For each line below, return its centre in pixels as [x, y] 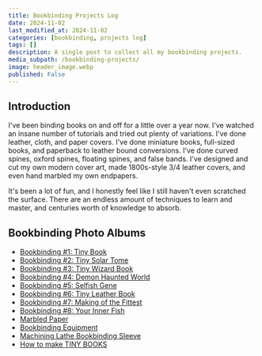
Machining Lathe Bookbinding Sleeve [80, 336]
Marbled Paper [44, 319]
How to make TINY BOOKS [63, 344]
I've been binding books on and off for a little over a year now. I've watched [131, 125]
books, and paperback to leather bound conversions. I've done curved [123, 150]
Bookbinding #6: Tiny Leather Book [78, 294]
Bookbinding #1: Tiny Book [63, 252]
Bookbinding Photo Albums [77, 233]
